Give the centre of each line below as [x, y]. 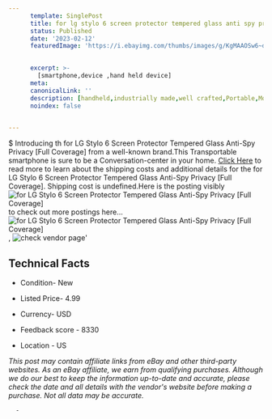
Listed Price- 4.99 [50, 298]
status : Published [61, 31]
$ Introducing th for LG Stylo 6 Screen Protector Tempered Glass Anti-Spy [132, 143]
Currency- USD [46, 314]
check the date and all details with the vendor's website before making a [130, 387]
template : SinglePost [66, 16]
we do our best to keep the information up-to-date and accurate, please [129, 378]
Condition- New [47, 282]
